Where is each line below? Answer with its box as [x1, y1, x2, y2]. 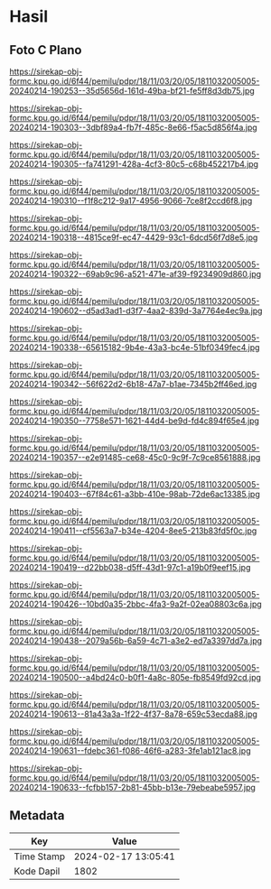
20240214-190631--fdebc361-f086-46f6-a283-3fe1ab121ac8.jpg [9, 745, 251, 755]
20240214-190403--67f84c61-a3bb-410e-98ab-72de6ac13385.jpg [9, 489, 260, 499]
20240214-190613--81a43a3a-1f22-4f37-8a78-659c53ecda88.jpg [9, 708, 257, 719]
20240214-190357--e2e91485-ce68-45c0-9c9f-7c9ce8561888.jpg [9, 452, 261, 462]
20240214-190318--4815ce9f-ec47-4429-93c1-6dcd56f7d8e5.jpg [9, 232, 258, 243]
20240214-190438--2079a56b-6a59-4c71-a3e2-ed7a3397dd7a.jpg [9, 635, 263, 646]
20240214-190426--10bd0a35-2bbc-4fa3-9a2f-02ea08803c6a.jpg [9, 598, 262, 609]
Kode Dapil [14, 865, 61, 877]
